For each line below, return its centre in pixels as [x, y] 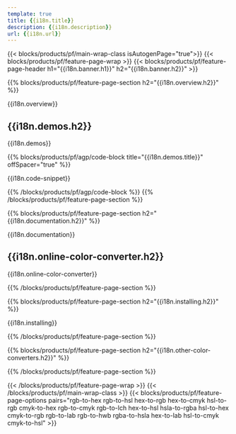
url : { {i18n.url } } [34, 34]
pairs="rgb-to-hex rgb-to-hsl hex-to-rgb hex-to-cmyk [127, 400]
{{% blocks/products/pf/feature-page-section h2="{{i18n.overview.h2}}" [113, 83]
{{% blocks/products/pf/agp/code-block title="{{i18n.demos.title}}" [105, 157]
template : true [30, 14]
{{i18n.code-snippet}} [39, 179]
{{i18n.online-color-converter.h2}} [86, 257]
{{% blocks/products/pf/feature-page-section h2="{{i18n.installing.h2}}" [113, 301]
